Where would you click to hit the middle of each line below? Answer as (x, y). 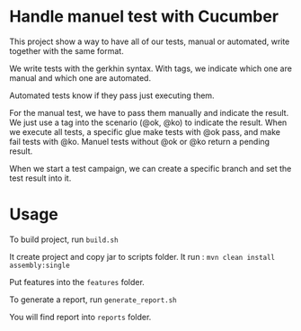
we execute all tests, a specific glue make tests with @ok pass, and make (145, 131)
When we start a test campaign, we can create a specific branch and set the (150, 168)
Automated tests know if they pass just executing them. (112, 95)
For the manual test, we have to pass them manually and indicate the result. (149, 112)
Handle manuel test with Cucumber (144, 17)
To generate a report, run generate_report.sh (93, 300)
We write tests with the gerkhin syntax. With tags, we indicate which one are (150, 68)
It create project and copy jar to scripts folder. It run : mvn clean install (142, 256)
